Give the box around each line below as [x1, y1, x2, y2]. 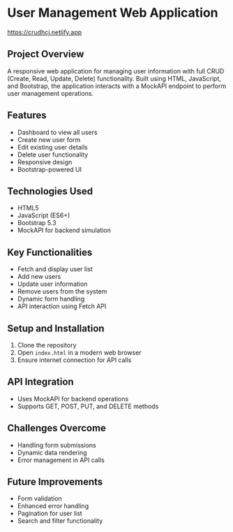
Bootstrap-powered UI [17, 165, 82, 173]
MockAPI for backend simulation [17, 226, 112, 235]
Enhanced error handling [17, 502, 89, 510]
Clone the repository [17, 341, 77, 349]
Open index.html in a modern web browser [17, 348, 142, 357]
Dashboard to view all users [17, 128, 98, 136]
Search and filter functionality [17, 517, 103, 525]
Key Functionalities [7, 246, 93, 258]
